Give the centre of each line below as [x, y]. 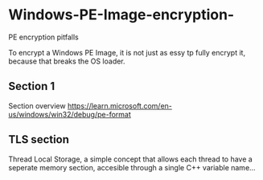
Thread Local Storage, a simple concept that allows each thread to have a [131, 159]
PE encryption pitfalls [43, 37]
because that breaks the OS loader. [67, 61]
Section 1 [31, 86]
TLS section [39, 139]
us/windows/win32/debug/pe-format [70, 114]
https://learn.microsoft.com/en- [120, 105]
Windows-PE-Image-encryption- [121, 15]
